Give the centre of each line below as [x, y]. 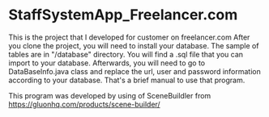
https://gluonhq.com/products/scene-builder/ [84, 104]
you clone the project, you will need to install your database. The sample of [134, 45]
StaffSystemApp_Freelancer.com [123, 15]
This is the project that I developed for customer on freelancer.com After [129, 37]
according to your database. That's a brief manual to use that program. [127, 80]
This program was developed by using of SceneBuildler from [110, 95]
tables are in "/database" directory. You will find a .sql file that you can [126, 54]
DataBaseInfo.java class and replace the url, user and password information [134, 71]
